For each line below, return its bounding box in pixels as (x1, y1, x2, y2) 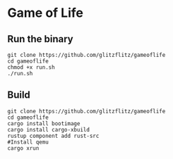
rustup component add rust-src (7, 132, 100, 139)
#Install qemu (7, 139, 49, 146)
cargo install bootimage (7, 120, 80, 127)
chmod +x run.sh (7, 64, 55, 71)
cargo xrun (7, 144, 40, 152)
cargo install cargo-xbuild (7, 126, 90, 133)
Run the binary (7, 33, 73, 45)
